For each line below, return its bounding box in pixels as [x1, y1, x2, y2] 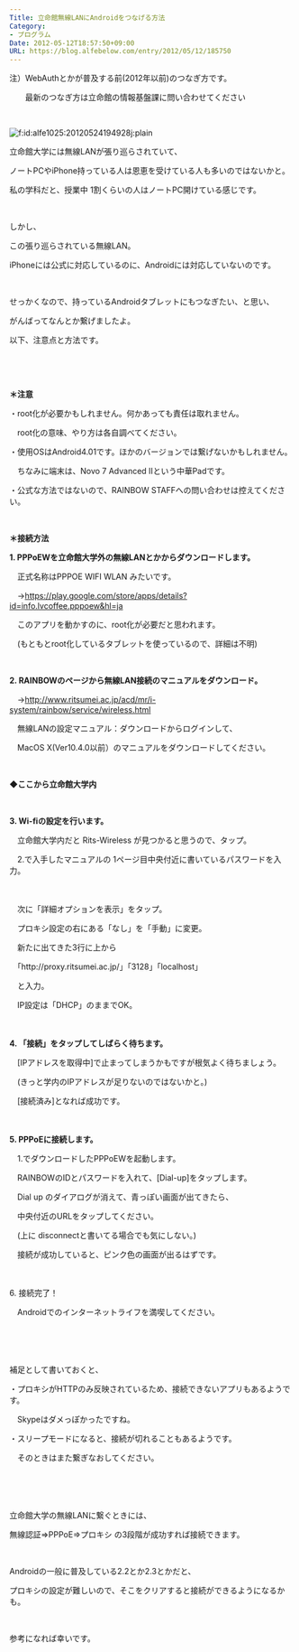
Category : [9, 22, 47, 31]
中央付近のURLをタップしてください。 [16, 1211, 159, 1222]
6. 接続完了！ [9, 1288, 59, 1299]
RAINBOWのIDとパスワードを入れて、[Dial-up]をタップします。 [16, 1172, 252, 1183]
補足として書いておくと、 [9, 1365, 104, 1376]
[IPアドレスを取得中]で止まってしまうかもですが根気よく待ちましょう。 [16, 1058, 282, 1069]
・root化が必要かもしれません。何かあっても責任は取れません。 [9, 408, 245, 419]
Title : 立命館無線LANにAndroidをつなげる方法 [9, 13, 166, 23]
